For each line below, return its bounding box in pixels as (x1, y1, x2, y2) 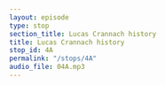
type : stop (9, 21, 50, 30)
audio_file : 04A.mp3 (9, 63, 86, 72)
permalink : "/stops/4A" (9, 54, 98, 63)
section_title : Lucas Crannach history (9, 29, 157, 38)
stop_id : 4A (9, 46, 53, 55)
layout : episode (9, 12, 69, 22)
